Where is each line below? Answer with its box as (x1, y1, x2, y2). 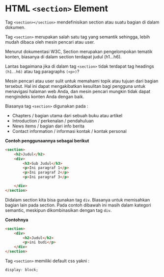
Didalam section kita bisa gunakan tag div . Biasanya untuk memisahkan (5, 197, 150, 202)
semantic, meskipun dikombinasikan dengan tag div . (5, 207, 112, 213)
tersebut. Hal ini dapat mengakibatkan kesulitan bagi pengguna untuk (5, 83, 146, 89)
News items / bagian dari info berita (12, 123, 85, 129)
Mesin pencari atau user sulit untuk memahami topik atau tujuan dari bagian (5, 78, 159, 84)
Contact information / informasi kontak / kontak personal (12, 128, 127, 134)
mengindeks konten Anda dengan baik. (5, 94, 84, 100)
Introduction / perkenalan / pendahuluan (12, 118, 94, 124)
